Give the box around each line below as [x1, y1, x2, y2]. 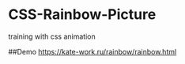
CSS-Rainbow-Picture [8, 6, 157, 24]
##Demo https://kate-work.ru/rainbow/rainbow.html [8, 47, 177, 56]
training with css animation [8, 32, 96, 41]
